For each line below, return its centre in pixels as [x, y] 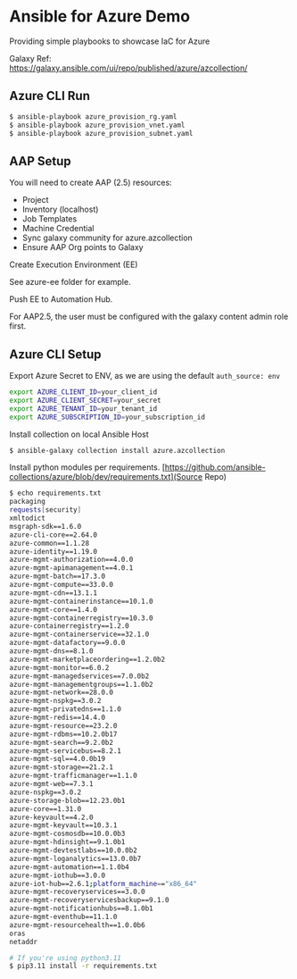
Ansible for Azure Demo [99, 17]
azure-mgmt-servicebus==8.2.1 [66, 751]
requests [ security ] [45, 510]
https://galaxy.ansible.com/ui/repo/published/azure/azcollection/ [128, 68]
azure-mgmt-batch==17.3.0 [57, 577]
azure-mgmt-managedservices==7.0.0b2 [79, 676]
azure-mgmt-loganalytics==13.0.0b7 [75, 858]
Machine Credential [58, 229]
